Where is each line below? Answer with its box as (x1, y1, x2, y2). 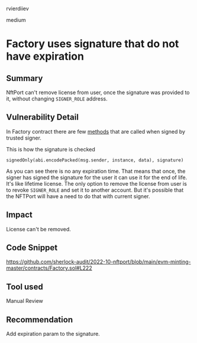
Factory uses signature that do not (6, 37, 179, 51)
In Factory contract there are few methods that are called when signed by (6, 128, 185, 135)
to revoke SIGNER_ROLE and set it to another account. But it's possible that (6, 186, 184, 193)
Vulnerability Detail (6, 112, 79, 122)
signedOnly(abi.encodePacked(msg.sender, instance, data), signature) (6, 157, 184, 163)
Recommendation (6, 315, 73, 325)
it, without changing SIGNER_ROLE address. (6, 95, 108, 102)
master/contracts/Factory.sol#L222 (6, 264, 93, 271)
